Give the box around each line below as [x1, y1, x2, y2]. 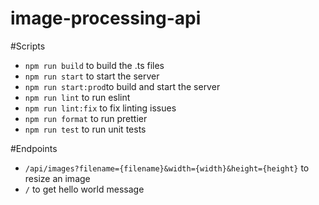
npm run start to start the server [24, 70, 160, 82]
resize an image [24, 172, 91, 184]
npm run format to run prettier [24, 112, 148, 124]
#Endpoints [10, 142, 58, 154]
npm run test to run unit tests [24, 123, 147, 135]
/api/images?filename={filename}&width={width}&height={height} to [24, 162, 310, 174]
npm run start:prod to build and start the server [24, 80, 221, 92]
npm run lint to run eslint [24, 91, 131, 103]
